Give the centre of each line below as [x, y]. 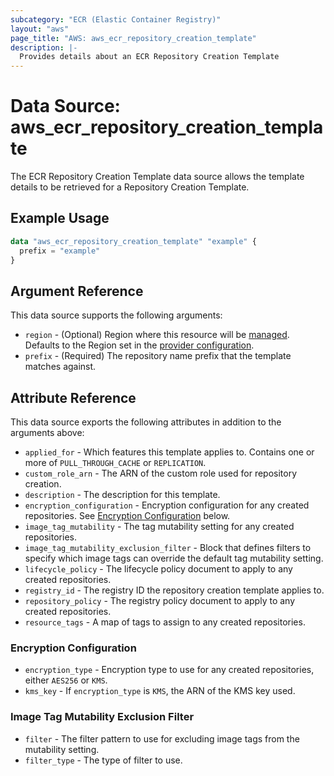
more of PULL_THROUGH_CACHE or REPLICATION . [115, 463]
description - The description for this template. [122, 495]
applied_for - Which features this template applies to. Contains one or [169, 452]
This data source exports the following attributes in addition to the [146, 422]
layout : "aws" [40, 29]
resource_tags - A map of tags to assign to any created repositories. [165, 622]
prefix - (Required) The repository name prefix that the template [158, 356]
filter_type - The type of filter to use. [103, 760]
